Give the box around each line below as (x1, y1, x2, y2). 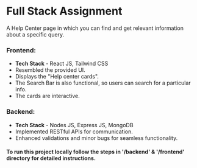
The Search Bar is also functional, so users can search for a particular (15, 79, 191, 86)
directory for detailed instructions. (6, 155, 96, 162)
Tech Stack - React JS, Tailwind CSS (15, 60, 109, 68)
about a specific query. (6, 30, 65, 38)
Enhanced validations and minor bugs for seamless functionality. (15, 134, 178, 141)
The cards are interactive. (15, 93, 81, 100)
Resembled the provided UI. (15, 66, 85, 74)
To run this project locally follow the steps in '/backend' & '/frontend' (6, 148, 185, 156)
